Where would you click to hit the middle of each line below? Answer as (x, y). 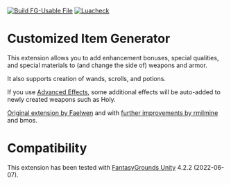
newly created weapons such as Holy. (61, 99)
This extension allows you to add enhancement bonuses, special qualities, (113, 58)
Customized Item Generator (89, 39)
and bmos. (23, 120)
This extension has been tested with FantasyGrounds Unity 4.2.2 (100, 167)
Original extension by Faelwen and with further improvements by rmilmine (113, 113)
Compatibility (47, 148)
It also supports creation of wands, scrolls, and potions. (87, 78)
